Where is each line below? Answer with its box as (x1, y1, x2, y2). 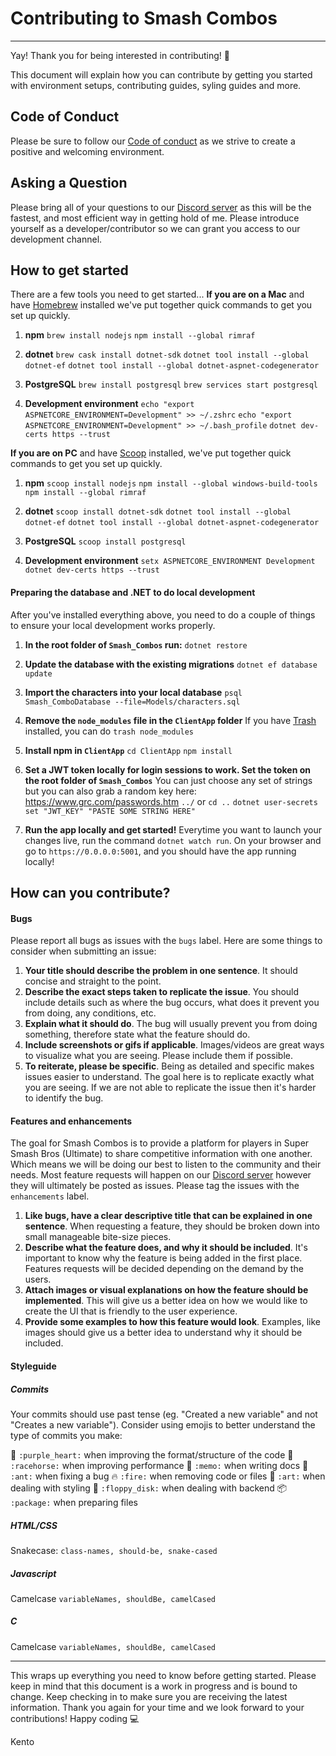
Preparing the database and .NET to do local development (10, 586, 256, 598)
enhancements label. (10, 1190, 90, 1202)
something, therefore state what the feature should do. (24, 1028, 251, 1041)
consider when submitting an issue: (10, 945, 157, 957)
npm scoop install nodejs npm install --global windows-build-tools (24, 477, 318, 489)
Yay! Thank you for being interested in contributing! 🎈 (10, 49, 231, 61)
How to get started (10, 262, 129, 279)
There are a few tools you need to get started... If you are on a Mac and (10, 288, 305, 301)
